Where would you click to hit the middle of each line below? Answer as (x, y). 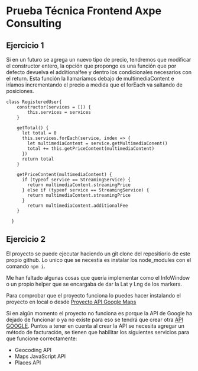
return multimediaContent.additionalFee (78, 206)
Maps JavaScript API (40, 356)
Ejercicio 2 (26, 239)
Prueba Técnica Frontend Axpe (84, 11)
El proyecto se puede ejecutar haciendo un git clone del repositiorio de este (98, 254)
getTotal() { (33, 128)
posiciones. (20, 91)
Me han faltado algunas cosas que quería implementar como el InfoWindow (98, 277)
